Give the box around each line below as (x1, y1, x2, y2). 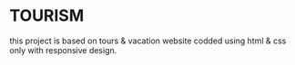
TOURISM (9, 5, 85, 26)
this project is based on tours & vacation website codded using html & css (9, 35, 287, 46)
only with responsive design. (9, 44, 117, 55)
